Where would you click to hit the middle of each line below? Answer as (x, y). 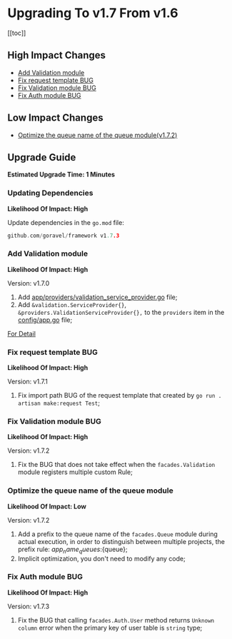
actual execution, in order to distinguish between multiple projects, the (121, 541)
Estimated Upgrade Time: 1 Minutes (61, 175)
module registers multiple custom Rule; (75, 472)
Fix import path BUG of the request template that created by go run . (120, 396)
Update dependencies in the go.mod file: (66, 222)
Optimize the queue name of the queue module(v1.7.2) (97, 135)
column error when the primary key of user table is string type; (110, 628)
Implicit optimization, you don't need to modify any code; (101, 558)
